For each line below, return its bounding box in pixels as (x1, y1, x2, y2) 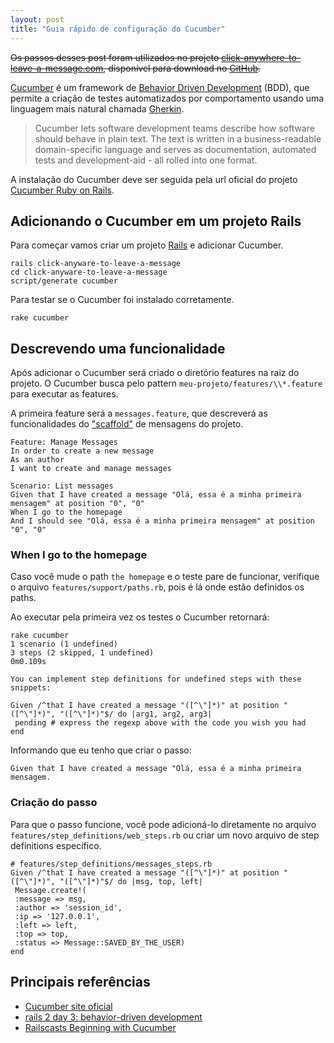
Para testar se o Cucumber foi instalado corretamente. (10, 294, 235, 306)
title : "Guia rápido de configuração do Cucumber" (10, 24, 226, 34)
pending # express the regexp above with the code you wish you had (14, 718, 307, 728)
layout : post (10, 14, 65, 25)
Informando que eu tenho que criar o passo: (10, 744, 192, 756)
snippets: (10, 683, 52, 693)
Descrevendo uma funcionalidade (10, 340, 226, 357)
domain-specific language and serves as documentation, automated (34, 143, 317, 155)
